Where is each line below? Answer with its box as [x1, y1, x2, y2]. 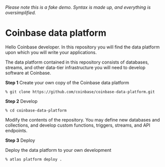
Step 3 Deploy [5, 137, 35, 143]
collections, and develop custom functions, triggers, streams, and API [5, 122, 151, 128]
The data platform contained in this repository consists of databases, [5, 59, 149, 65]
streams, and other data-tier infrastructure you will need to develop [5, 64, 146, 70]
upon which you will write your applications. [5, 49, 97, 55]
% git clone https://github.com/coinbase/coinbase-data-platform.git [5, 89, 155, 94]
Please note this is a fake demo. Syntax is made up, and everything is [5, 5, 151, 10]
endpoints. [5, 127, 28, 133]
